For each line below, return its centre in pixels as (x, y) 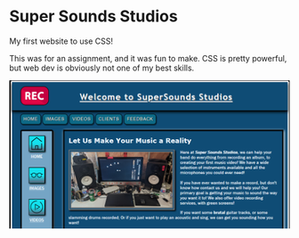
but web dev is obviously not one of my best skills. (102, 68)
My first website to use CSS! (61, 41)
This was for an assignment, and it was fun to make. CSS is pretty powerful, (148, 58)
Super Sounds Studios (93, 16)
